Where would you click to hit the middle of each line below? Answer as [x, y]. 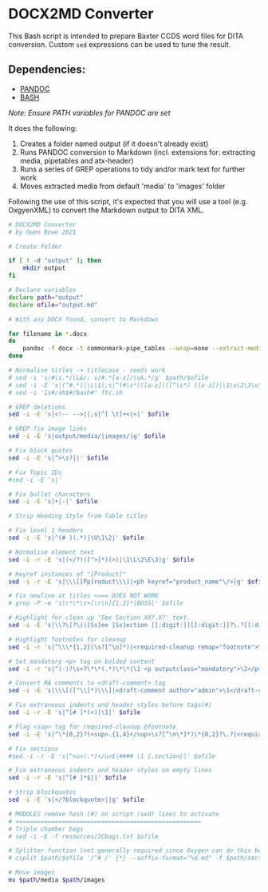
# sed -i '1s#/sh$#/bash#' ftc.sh [66, 393]
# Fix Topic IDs [35, 472]
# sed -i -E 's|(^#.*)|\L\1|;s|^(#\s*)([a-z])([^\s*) [100, 385]
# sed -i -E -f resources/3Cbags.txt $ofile [83, 836]
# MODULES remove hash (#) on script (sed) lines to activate [114, 814]
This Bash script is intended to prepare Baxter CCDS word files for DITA [126, 36]
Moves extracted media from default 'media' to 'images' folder [122, 186]
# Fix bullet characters [49, 494]
